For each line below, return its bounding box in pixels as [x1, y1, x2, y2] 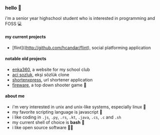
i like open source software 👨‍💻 [12, 124, 74, 130]
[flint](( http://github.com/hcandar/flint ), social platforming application [12, 45, 151, 51]
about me [5, 93, 25, 99]
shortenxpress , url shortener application [12, 77, 93, 83]
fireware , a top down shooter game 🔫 [12, 82, 87, 88]
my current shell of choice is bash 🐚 [12, 119, 85, 125]
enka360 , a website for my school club [12, 67, 90, 72]
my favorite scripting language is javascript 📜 [12, 109, 103, 115]
